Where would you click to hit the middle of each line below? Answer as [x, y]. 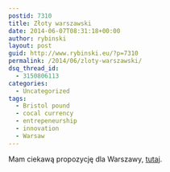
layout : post [30, 46]
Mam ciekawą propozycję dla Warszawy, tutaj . [85, 159]
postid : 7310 [30, 16]
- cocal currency [45, 114]
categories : [28, 83]
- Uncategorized [43, 91]
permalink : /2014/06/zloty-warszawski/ [75, 61]
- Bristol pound [43, 106]
